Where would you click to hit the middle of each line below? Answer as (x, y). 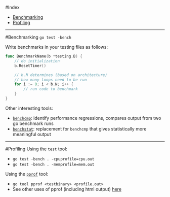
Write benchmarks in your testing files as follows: (57, 47)
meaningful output (32, 134)
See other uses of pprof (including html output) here (67, 189)
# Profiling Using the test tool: (36, 149)
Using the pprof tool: (27, 174)
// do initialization (37, 61)
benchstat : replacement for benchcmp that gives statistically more (79, 128)
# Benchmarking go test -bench (38, 37)
